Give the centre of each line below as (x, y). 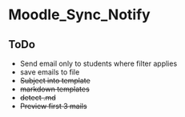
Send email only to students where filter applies (99, 63)
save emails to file (50, 72)
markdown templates (54, 89)
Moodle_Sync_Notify (79, 15)
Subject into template (55, 81)
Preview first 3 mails (53, 106)
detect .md (38, 97)
